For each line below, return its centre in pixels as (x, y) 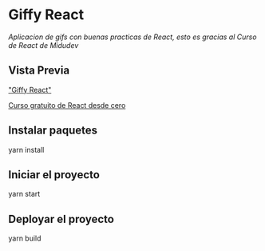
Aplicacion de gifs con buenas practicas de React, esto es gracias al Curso (132, 37)
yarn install (26, 149)
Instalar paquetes (53, 131)
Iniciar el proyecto (54, 175)
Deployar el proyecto (61, 219)
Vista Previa (39, 71)
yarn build (25, 238)
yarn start (24, 194)
